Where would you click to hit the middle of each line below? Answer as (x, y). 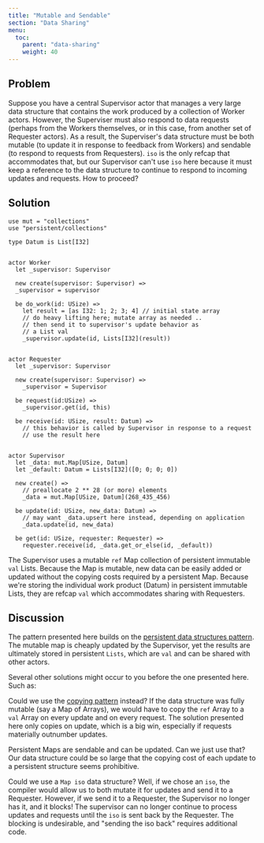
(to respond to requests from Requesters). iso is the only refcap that (119, 153)
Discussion (36, 618)
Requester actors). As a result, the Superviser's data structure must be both (131, 136)
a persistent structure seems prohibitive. (74, 767)
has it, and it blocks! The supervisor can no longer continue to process (123, 807)
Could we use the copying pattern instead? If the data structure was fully (126, 701)
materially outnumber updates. (58, 734)
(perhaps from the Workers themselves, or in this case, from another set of (130, 128)
